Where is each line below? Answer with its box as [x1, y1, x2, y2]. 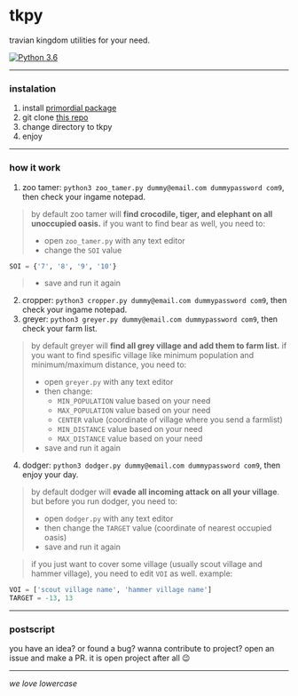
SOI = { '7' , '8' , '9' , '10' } [9, 261, 117, 271]
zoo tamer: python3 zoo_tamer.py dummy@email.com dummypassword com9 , [21, 181, 286, 192]
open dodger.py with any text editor [43, 513, 174, 524]
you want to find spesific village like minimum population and [30, 350, 255, 361]
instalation [9, 82, 56, 94]
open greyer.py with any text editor [43, 377, 174, 388]
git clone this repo [21, 112, 89, 123]
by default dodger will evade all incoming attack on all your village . [30, 486, 280, 498]
